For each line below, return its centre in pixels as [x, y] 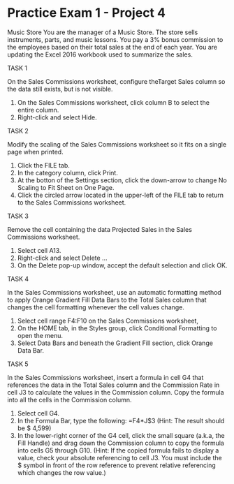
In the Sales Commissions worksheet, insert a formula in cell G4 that [105, 377]
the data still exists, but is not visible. [60, 89]
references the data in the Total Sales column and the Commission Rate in [114, 385]
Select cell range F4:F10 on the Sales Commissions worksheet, [108, 321]
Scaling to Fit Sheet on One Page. [66, 187]
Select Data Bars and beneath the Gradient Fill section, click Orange [115, 343]
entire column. [38, 110]
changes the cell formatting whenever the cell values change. [96, 307]
